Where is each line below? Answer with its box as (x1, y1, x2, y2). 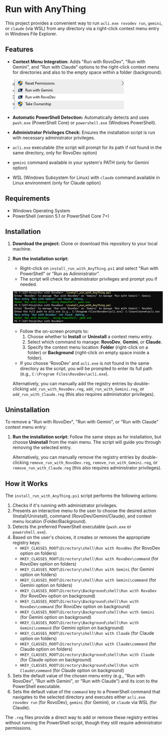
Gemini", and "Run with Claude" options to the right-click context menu (12, 64, 159, 70)
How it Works (5, 479, 48, 488)
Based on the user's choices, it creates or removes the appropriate (12, 535, 150, 541)
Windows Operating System (12, 207, 70, 213)
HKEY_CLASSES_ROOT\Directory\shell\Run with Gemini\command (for (19, 577, 156, 583)
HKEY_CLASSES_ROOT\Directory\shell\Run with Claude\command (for (19, 641, 156, 647)
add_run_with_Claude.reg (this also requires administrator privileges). (12, 391, 155, 397)
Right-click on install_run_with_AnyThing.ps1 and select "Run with (19, 266, 159, 272)
